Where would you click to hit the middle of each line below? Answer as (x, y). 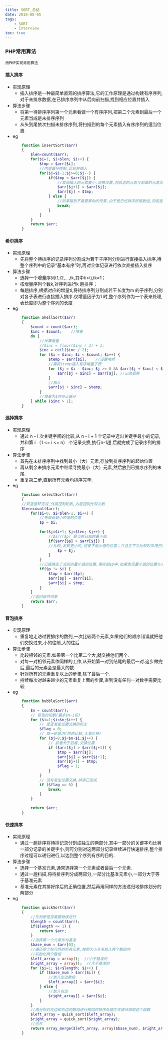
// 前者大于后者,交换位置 (71, 743)
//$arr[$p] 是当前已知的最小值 (77, 536)
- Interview (26, 28)
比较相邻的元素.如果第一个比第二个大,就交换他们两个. (74, 655)
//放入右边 (58, 991)
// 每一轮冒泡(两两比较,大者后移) (70, 734)
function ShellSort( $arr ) (49, 318)
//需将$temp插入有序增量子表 (75, 364)
